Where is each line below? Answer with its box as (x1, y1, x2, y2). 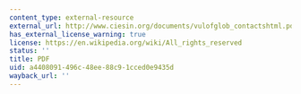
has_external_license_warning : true (9, 30, 146, 38)
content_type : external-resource (9, 13, 134, 22)
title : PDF (9, 55, 50, 64)
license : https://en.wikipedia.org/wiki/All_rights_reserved (9, 38, 243, 47)
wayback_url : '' (9, 72, 70, 81)
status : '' (9, 47, 50, 56)
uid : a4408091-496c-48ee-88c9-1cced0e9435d (9, 64, 175, 73)
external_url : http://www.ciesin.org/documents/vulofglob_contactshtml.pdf (9, 21, 298, 30)
